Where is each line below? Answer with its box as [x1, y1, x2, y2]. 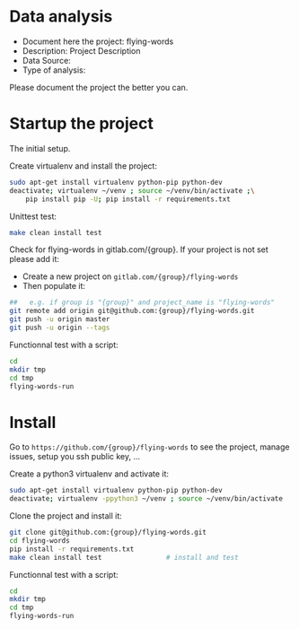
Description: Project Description [22, 45, 141, 56]
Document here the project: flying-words [22, 36, 174, 47]
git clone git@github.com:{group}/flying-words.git [9, 528, 207, 537]
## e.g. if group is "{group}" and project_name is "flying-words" [9, 298, 276, 307]
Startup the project [9, 114, 154, 134]
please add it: [9, 254, 60, 265]
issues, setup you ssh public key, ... [9, 451, 141, 462]
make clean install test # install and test [9, 553, 240, 562]
